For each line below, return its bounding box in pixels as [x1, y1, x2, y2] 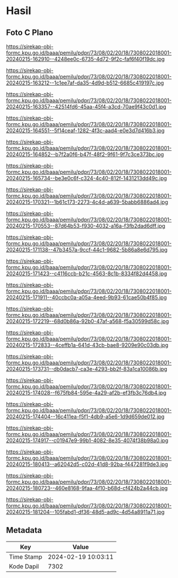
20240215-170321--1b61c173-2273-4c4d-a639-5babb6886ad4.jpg [6, 198, 169, 205]
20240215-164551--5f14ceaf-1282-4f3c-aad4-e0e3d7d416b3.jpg [6, 127, 165, 134]
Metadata [6, 525, 42, 535]
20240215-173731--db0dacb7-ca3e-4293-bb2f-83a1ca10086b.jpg [6, 366, 167, 372]
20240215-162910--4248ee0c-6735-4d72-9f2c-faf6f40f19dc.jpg [6, 56, 165, 62]
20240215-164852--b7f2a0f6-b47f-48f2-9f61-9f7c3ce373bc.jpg [6, 151, 164, 158]
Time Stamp [9, 553, 43, 561]
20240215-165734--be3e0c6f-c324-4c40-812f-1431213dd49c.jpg [6, 175, 167, 181]
